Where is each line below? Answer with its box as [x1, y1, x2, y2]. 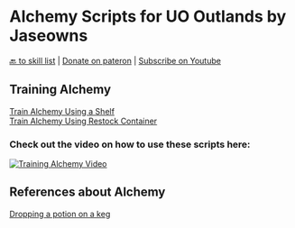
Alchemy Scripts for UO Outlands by [9, 6, 287, 27]
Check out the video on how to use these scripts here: [9, 138, 251, 150]
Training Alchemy [9, 82, 111, 97]
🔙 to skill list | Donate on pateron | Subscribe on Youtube [9, 55, 221, 66]
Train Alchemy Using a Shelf [9, 105, 115, 116]
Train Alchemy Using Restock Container [9, 115, 158, 126]
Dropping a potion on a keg [9, 208, 111, 219]
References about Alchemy [9, 185, 166, 200]
